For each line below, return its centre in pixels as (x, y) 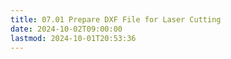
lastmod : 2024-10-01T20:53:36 (73, 38)
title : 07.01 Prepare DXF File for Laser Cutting (116, 19)
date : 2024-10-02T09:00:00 (66, 29)
